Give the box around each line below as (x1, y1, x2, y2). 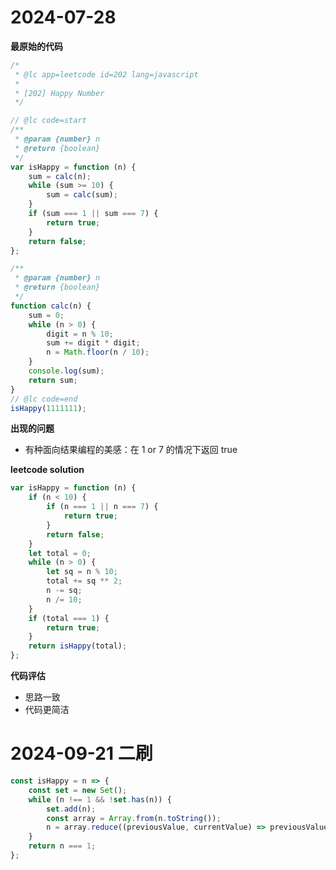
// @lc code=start (10, 116, 87, 126)
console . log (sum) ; (28, 366, 105, 376)
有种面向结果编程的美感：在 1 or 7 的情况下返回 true (24, 444, 238, 456)
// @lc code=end (10, 394, 78, 404)
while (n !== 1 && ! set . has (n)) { (28, 794, 172, 805)
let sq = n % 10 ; (46, 567, 118, 577)
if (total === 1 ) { (28, 613, 110, 623)
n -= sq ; (46, 586, 83, 596)
